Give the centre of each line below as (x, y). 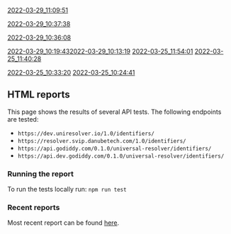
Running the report (41, 174)
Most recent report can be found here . (63, 223)
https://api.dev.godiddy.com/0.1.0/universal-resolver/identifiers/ (121, 156)
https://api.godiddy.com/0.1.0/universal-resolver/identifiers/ (114, 148)
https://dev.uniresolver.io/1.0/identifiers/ (86, 134)
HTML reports (39, 95)
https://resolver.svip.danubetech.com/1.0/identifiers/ (102, 141)
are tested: (23, 119)
